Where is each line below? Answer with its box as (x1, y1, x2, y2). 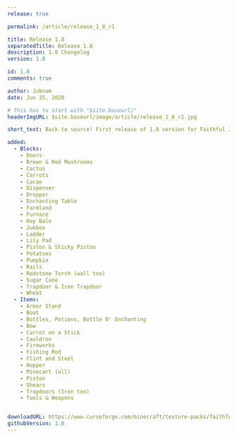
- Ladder (20, 231, 46, 238)
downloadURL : (7, 413, 46, 420)
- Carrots (20, 171, 49, 178)
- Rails (20, 263, 42, 270)
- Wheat (20, 290, 42, 297)
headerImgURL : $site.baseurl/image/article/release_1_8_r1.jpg (7, 114, 197, 121)
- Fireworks (20, 342, 55, 349)
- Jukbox (20, 224, 46, 231)
